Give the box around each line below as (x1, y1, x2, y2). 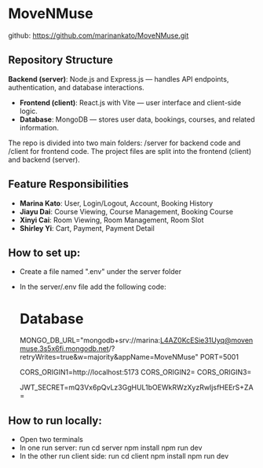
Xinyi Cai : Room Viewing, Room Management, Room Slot (19, 215, 204, 225)
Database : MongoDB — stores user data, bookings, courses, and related (19, 115, 255, 124)
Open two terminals (19, 435, 84, 444)
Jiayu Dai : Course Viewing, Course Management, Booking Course (19, 207, 234, 216)
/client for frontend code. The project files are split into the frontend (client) (8, 146, 252, 155)
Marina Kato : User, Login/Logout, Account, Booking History (19, 198, 214, 208)
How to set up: (8, 246, 81, 259)
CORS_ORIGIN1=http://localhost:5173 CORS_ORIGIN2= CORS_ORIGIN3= (19, 367, 252, 377)
